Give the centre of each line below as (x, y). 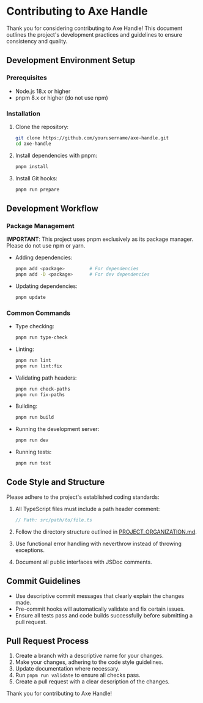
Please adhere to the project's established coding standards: (83, 497)
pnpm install (32, 166)
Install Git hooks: (36, 178)
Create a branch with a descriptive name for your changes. (89, 656)
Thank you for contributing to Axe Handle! (59, 694)
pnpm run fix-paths (40, 395)
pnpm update (30, 297)
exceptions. (30, 550)
